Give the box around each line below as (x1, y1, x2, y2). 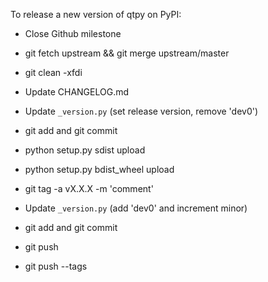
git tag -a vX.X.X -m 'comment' (24, 183, 154, 194)
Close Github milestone (24, 28, 122, 39)
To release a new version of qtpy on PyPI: (10, 9, 182, 20)
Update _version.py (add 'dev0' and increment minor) (24, 202, 248, 214)
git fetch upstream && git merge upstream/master (24, 47, 230, 59)
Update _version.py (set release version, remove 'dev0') (24, 105, 259, 117)
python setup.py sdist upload (24, 144, 146, 156)
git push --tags (24, 260, 88, 272)
